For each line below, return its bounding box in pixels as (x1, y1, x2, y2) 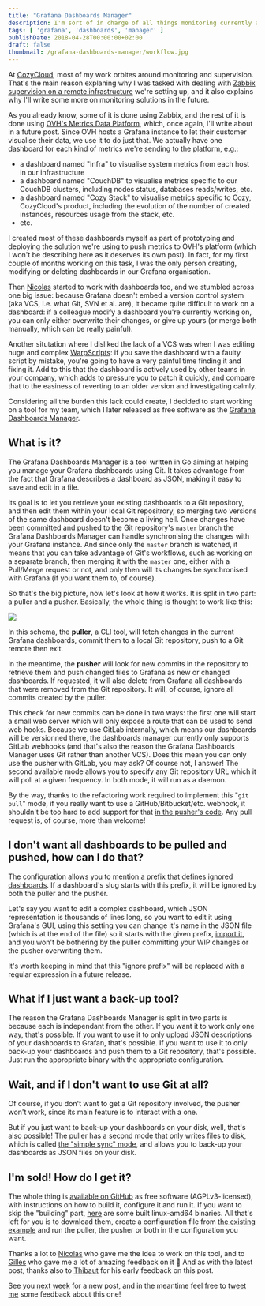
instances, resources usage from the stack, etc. (19, 210, 175, 219)
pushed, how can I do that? (8, 850, 144, 865)
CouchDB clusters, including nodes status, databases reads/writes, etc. (19, 185, 252, 193)
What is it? (8, 436, 62, 450)
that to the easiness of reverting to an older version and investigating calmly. (8, 381, 257, 391)
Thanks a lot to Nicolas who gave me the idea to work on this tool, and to (8, 1249, 245, 1259)
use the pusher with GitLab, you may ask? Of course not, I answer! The (8, 758, 239, 767)
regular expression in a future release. (8, 969, 132, 979)
